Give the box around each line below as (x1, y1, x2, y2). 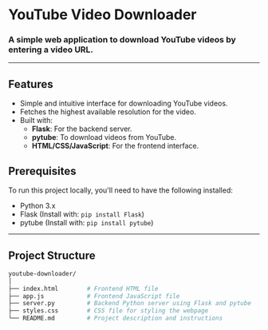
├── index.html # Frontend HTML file (8, 284, 159, 292)
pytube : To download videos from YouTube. (31, 133, 177, 142)
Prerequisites (8, 164, 77, 177)
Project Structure (8, 248, 96, 262)
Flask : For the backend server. (31, 124, 133, 133)
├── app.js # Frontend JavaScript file (8, 292, 180, 300)
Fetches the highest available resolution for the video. (19, 107, 197, 117)
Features (8, 78, 53, 91)
